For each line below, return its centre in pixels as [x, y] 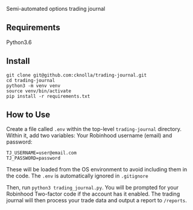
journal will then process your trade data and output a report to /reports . [96, 200]
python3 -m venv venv [33, 86]
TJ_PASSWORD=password [33, 158]
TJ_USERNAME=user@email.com [42, 153]
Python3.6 [19, 42]
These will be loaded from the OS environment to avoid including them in [97, 170]
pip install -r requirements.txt [48, 96]
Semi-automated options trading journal [56, 9]
